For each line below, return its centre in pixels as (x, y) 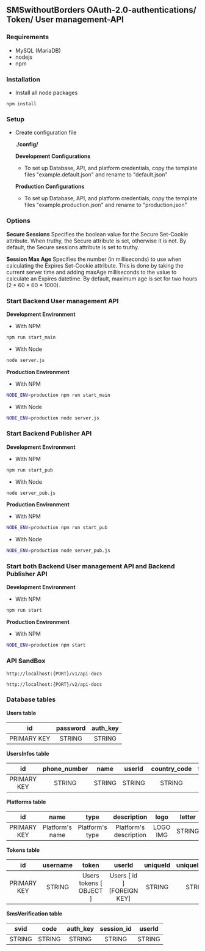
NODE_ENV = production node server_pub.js (59, 551)
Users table (21, 713)
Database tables (31, 699)
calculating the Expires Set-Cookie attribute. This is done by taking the (95, 265)
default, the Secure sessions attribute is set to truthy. (73, 247)
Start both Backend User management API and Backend (91, 566)
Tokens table (23, 850)
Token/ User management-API (65, 20)
